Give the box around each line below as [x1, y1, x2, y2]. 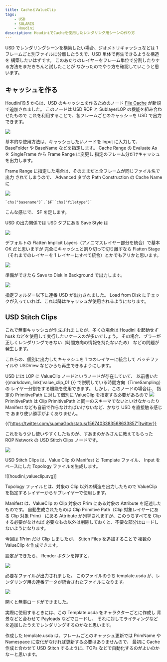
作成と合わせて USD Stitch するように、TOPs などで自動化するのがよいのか [5, 645, 160, 651]
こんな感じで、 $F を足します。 [5, 209, 70, 215]
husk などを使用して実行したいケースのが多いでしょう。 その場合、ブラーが [5, 333, 161, 339]
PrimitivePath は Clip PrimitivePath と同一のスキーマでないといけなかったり [5, 398, 160, 404]
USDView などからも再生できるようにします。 [19, 362, 114, 368]
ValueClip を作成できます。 [5, 542, 61, 548]
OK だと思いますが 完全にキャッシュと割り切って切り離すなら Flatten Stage [5, 245, 161, 252]
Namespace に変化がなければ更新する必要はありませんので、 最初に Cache [5, 639, 161, 645]
